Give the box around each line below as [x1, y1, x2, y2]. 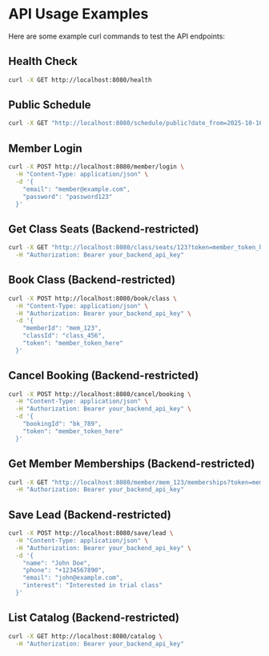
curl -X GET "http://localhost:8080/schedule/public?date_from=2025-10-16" [8, 119, 267, 128]
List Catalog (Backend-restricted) [8, 611, 180, 625]
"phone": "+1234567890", [22, 566, 106, 574]
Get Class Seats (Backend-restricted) [8, 222, 199, 236]
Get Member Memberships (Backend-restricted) [8, 457, 255, 471]
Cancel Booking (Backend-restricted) [8, 369, 199, 383]
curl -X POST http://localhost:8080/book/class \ [8, 294, 178, 302]
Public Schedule [8, 98, 91, 112]
